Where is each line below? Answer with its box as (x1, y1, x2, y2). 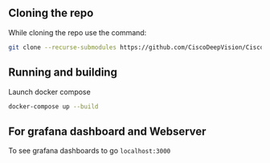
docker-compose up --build (8, 102, 99, 111)
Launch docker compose (8, 87, 91, 96)
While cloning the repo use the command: (8, 27, 147, 37)
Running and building (8, 66, 118, 79)
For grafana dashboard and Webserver (8, 124, 207, 138)
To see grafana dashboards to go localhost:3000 (8, 146, 171, 156)
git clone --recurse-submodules (8, 43, 117, 51)
